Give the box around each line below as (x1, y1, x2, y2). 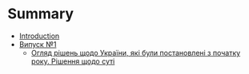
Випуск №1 (18, 39, 57, 49)
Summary (7, 5, 74, 23)
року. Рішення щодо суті (30, 56, 115, 66)
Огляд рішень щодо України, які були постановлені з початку (30, 48, 241, 57)
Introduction (18, 31, 60, 41)
